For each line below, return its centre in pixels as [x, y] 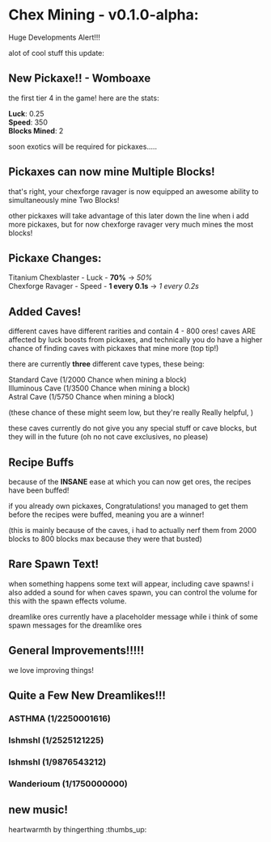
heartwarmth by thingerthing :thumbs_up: [78, 829]
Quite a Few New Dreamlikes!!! [87, 696]
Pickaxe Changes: [55, 258]
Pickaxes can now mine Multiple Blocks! [112, 172]
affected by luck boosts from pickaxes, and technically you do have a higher [135, 340]
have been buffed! [39, 490]
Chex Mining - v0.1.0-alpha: [104, 15]
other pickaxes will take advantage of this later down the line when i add [129, 215]
